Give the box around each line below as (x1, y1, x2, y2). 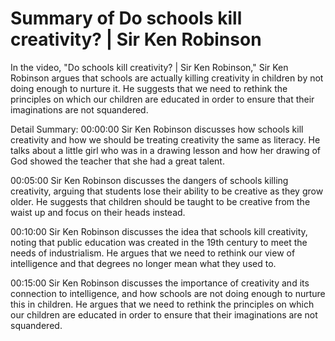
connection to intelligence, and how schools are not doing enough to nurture (10, 287, 326, 299)
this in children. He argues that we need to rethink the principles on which (10, 298, 315, 310)
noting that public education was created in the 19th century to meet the (10, 236, 308, 248)
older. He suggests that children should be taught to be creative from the (10, 195, 311, 207)
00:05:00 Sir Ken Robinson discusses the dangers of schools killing (10, 174, 289, 186)
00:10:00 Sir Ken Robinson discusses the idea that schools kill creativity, (10, 225, 308, 237)
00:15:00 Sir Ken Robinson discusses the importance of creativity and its (10, 277, 310, 289)
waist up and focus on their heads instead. (10, 206, 186, 218)
